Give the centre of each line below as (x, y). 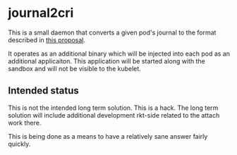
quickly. (19, 144)
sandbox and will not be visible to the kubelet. (75, 68)
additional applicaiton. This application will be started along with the (107, 61)
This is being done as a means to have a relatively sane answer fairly (108, 136)
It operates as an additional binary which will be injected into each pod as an (119, 54)
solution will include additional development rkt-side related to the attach (114, 115)
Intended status (44, 91)
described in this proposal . (47, 39)
